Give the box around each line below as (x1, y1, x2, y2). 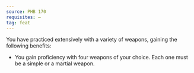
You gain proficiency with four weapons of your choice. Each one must (14, 54, 188, 61)
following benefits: (6, 42, 52, 49)
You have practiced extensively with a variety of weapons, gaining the (6, 36, 177, 43)
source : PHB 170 (6, 8, 46, 15)
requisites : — (6, 14, 42, 20)
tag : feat (6, 20, 31, 26)
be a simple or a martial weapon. (14, 60, 95, 67)
